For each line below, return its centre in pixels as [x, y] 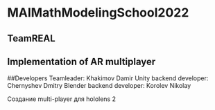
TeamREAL [31, 38]
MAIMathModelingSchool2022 [98, 13]
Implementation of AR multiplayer [81, 61]
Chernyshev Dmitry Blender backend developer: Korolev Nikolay [99, 86]
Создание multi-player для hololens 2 [62, 99]
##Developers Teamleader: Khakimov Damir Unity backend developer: [108, 78]
